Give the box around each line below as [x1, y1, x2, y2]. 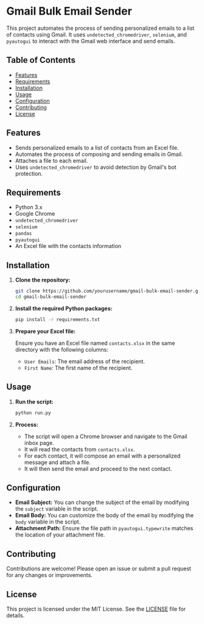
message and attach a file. [24, 458, 91, 466]
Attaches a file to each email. [15, 157, 88, 164]
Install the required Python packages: [15, 305, 113, 312]
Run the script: [15, 398, 54, 405]
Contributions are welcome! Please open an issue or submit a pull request [6, 565, 192, 572]
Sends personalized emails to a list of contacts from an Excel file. [15, 144, 179, 151]
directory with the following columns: [15, 346, 108, 353]
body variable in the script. [15, 518, 81, 525]
